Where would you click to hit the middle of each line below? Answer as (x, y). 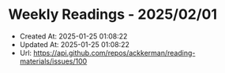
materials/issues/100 (53, 61)
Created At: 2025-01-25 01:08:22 (73, 36)
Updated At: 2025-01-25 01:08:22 (75, 44)
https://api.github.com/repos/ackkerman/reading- (114, 53)
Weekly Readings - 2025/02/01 (113, 15)
